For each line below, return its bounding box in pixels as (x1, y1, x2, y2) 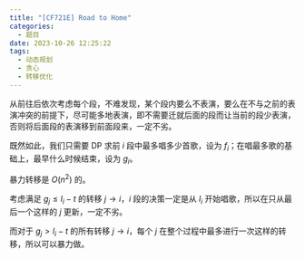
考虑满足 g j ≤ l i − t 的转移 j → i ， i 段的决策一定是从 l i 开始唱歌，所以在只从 (9, 194, 284, 206)
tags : (9, 47, 30, 56)
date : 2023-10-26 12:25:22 (9, 38, 112, 48)
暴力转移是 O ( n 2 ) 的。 (9, 173, 91, 185)
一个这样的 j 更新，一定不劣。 (16, 205, 128, 217)
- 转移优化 (17, 72, 54, 81)
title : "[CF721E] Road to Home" (9, 13, 132, 23)
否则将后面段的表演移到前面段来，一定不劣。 (9, 120, 177, 131)
